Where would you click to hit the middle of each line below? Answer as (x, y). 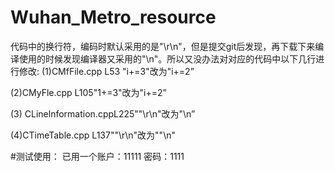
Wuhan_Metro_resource (113, 17)
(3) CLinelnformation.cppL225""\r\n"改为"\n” (103, 113)
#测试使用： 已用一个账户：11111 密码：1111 (97, 156)
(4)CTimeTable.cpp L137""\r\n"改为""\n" (93, 135)
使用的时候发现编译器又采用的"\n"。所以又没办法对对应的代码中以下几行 (167, 58)
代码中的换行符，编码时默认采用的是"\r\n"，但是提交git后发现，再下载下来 (163, 46)
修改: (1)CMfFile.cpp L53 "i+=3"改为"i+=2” (106, 71)
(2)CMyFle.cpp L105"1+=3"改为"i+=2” (88, 92)
